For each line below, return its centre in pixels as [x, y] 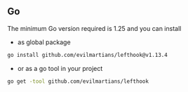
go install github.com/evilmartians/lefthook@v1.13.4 [88, 55]
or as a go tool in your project [60, 68]
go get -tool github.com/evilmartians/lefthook [78, 81]
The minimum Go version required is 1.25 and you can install [94, 28]
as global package [44, 42]
